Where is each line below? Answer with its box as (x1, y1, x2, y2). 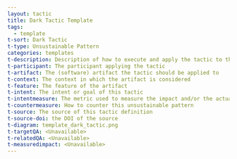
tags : (7, 23, 23, 30)
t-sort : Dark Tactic (7, 37, 68, 44)
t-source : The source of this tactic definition (7, 108, 153, 115)
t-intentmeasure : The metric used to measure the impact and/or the (7, 96, 213, 103)
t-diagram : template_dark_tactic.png (7, 121, 119, 129)
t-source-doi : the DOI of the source (7, 115, 119, 122)
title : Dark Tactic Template (7, 17, 93, 24)
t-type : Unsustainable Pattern (7, 43, 99, 50)
